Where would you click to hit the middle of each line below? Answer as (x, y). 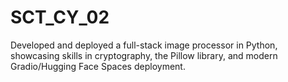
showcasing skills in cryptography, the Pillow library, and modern (144, 55)
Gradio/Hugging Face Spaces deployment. (98, 66)
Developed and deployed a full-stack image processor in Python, (144, 45)
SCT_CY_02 (60, 17)
